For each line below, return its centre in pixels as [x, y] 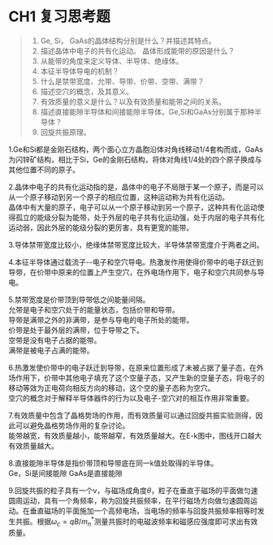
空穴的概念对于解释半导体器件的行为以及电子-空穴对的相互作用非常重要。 [131, 398]
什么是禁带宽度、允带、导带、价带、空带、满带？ [122, 81]
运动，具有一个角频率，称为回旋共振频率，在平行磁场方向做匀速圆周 [136, 500]
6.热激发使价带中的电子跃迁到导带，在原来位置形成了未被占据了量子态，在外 [136, 367]
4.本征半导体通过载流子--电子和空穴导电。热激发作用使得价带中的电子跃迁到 [136, 262]
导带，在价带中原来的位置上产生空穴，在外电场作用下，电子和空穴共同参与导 [136, 272]
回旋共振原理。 [65, 132]
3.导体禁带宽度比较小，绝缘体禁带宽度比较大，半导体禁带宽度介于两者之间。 [136, 244]
